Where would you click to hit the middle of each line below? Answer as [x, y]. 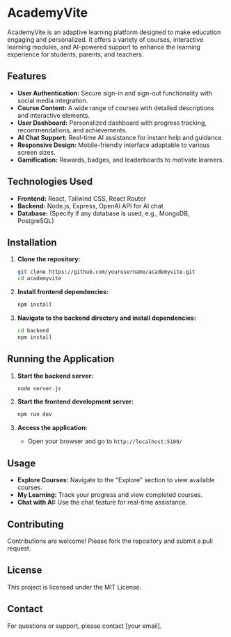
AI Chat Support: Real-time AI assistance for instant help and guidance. [120, 137]
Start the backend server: [55, 376]
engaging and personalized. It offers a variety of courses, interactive [105, 39]
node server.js [39, 388]
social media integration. [53, 100]
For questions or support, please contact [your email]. [85, 626]
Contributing [35, 524]
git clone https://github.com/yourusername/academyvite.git [106, 272]
